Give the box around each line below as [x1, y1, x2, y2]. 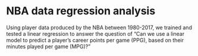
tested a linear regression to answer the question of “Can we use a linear [6, 30, 185, 37]
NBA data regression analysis [6, 4, 156, 18]
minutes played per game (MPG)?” [6, 43, 91, 50]
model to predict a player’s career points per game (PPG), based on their [6, 36, 184, 43]
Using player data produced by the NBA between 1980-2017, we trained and [6, 24, 192, 31]
